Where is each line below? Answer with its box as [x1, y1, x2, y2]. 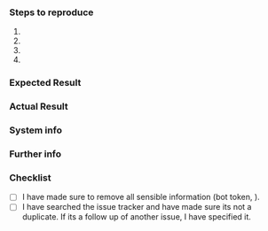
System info [9, 124, 62, 136]
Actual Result [9, 100, 68, 112]
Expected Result [9, 77, 82, 89]
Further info [9, 148, 62, 160]
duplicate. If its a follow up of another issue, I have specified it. [21, 212, 251, 222]
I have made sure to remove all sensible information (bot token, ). [21, 192, 260, 203]
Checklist [9, 171, 51, 183]
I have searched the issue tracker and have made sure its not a [21, 202, 252, 212]
